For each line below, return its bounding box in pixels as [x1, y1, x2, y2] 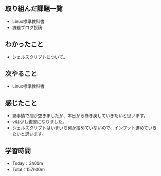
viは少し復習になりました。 [12, 119, 67, 125]
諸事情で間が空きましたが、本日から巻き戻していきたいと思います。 [12, 113, 148, 119]
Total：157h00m [12, 167, 45, 173]
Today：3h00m [12, 160, 44, 166]
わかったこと [5, 40, 44, 49]
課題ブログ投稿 [12, 24, 42, 30]
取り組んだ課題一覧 [5, 4, 63, 13]
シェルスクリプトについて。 [12, 54, 68, 60]
